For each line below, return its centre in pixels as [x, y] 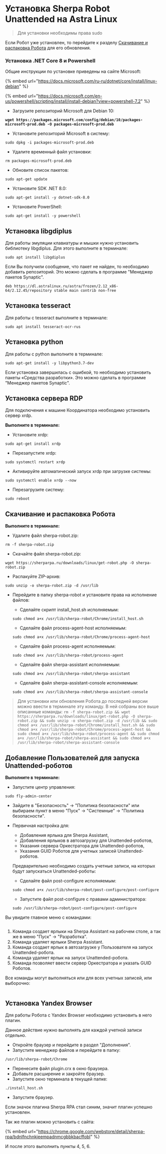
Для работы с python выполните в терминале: [54, 354]
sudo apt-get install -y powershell [43, 216]
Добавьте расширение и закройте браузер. [58, 1074]
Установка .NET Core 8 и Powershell [50, 61]
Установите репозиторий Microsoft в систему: [61, 134]
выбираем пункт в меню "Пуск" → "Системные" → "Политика [78, 811]
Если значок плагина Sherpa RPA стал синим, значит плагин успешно [79, 1107]
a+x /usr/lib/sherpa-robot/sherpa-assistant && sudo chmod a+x [84, 738]
